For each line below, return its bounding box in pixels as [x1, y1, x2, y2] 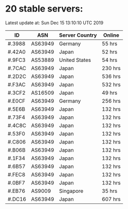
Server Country [59, 31, 97, 38]
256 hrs [102, 97, 121, 104]
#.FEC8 [8, 171, 26, 178]
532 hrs [102, 81, 121, 88]
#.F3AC [8, 81, 26, 88]
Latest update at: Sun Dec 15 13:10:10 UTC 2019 [5, 20, 104, 26]
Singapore [59, 187, 84, 194]
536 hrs [102, 73, 121, 80]
